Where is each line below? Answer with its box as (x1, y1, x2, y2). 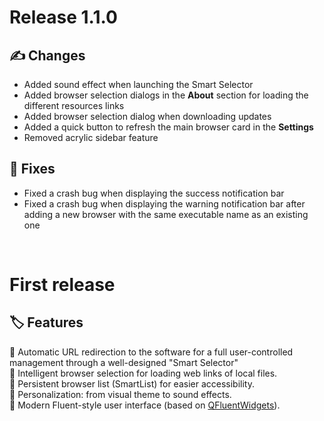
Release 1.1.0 (9, 6, 118, 29)
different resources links (23, 100, 125, 111)
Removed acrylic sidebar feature (23, 132, 159, 143)
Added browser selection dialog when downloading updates (23, 111, 272, 122)
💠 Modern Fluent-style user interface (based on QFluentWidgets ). (9, 399, 281, 411)
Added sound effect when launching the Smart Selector (23, 79, 254, 90)
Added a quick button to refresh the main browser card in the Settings (23, 121, 314, 133)
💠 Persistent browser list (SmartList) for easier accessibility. (9, 377, 256, 390)
